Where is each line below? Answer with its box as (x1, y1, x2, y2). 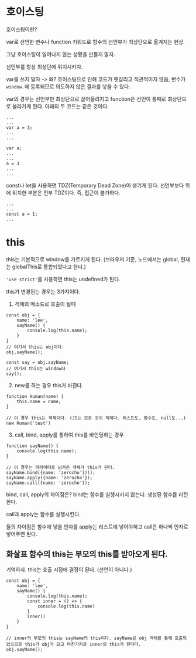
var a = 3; (6, 124, 33, 131)
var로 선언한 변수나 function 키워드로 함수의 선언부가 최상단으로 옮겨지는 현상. (6, 38, 185, 45)
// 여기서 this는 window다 (6, 366, 66, 371)
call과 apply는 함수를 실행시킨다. (6, 510, 81, 517)
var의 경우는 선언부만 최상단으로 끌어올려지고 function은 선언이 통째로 (6, 95, 167, 103)
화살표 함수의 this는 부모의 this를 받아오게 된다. (6, 549, 168, 560)
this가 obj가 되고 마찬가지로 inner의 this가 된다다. (24, 641, 142, 647)
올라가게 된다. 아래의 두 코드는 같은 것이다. (12, 103, 109, 110)
